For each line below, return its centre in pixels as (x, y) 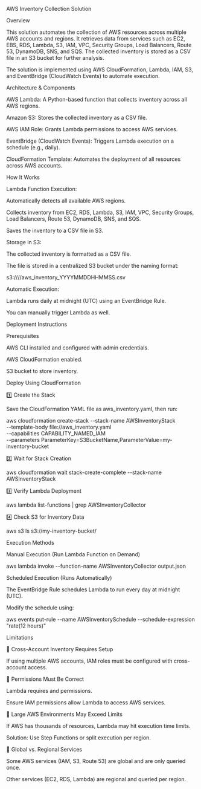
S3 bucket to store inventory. (42, 371)
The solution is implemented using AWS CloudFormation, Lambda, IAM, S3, (100, 70)
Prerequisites (23, 336)
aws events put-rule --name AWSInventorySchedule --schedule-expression (101, 619)
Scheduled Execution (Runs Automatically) (59, 578)
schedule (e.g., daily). (33, 147)
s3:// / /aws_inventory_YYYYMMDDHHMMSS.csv (66, 277)
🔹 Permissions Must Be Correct (45, 679)
